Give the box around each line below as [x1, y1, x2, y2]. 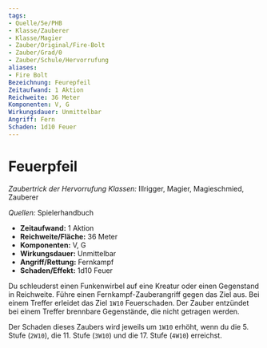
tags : [8, 11, 26, 20]
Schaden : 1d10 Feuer [8, 123, 78, 131]
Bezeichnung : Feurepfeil [8, 78, 91, 86]
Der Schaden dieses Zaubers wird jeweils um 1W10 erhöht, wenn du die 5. [8, 322, 249, 331]
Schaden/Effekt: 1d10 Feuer [19, 265, 114, 275]
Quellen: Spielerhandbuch [8, 208, 94, 217]
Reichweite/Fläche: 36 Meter [19, 231, 118, 241]
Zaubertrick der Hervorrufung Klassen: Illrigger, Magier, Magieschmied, [8, 184, 245, 193]
